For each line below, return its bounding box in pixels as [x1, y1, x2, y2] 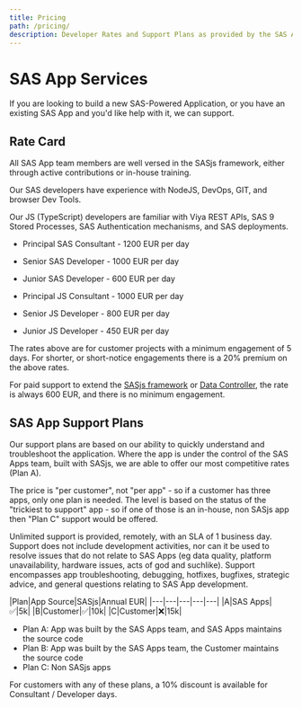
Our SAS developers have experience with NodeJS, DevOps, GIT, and [9, 185, 268, 196]
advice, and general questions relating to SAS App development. [9, 579, 249, 589]
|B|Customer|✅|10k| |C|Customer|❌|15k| [32, 606, 182, 616]
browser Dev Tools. [9, 194, 82, 205]
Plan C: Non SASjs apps [22, 661, 111, 672]
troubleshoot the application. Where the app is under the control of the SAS [9, 448, 289, 459]
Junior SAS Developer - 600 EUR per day [22, 273, 175, 284]
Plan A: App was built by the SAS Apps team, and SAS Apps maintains [22, 624, 282, 634]
